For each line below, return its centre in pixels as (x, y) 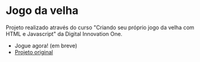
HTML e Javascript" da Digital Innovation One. (64, 33)
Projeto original (34, 52)
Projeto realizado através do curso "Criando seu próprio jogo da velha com (100, 27)
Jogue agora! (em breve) (46, 46)
